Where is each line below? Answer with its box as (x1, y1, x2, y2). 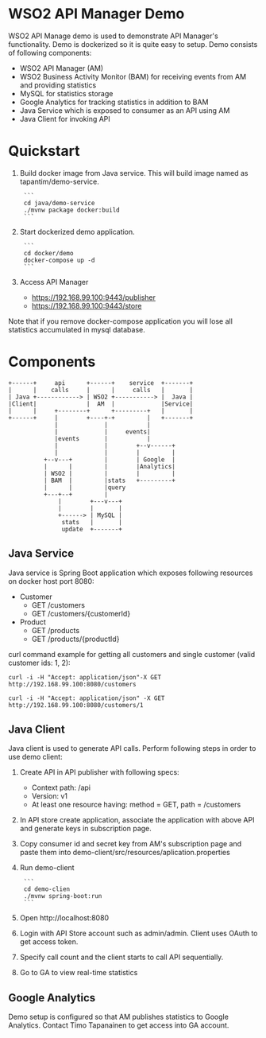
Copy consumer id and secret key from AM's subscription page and (19, 839, 242, 849)
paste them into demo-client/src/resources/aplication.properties (19, 848, 230, 857)
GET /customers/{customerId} (31, 608, 131, 618)
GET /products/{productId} (31, 634, 120, 643)
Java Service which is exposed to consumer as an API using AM (19, 105, 230, 115)
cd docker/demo (23, 249, 74, 257)
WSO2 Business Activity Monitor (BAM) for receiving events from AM (19, 72, 247, 81)
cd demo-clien (23, 885, 71, 893)
